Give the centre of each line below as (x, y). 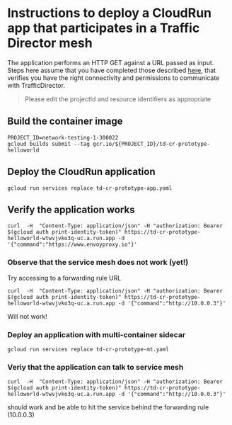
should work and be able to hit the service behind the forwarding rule (108, 407)
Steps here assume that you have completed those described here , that (112, 70)
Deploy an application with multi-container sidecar (97, 334)
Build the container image (65, 121)
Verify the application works (71, 209)
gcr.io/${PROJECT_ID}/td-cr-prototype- (152, 144)
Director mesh (50, 43)
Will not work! (27, 316)
